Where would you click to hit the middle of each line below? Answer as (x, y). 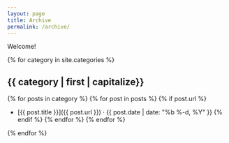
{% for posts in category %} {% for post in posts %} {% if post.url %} (107, 99)
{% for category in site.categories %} (61, 60)
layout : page (26, 14)
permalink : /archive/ (39, 27)
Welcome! (22, 47)
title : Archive (29, 20)
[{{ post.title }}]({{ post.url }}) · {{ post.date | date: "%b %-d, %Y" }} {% (120, 112)
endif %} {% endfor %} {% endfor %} (71, 120)
